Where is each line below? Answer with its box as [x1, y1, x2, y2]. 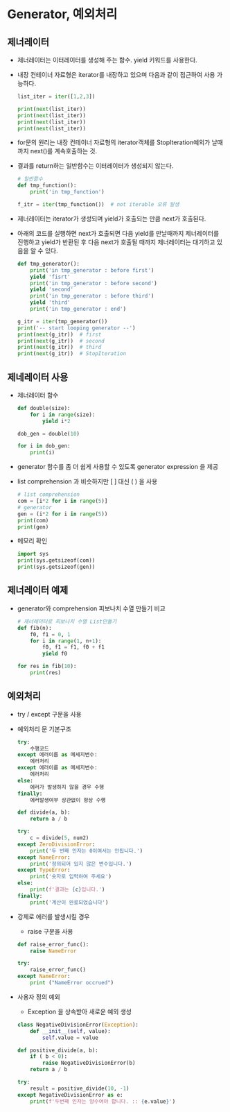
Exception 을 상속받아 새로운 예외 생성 [27, 1007, 132, 1016]
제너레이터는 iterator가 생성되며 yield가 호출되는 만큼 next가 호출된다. [17, 214, 206, 223]
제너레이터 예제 [7, 584, 69, 597]
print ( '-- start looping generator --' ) [17, 324, 136, 332]
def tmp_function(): [17, 182, 77, 189]
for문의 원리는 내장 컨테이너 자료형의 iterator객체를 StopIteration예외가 [17, 138, 211, 146]
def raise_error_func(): [17, 941, 89, 948]
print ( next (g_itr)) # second [17, 337, 105, 344]
